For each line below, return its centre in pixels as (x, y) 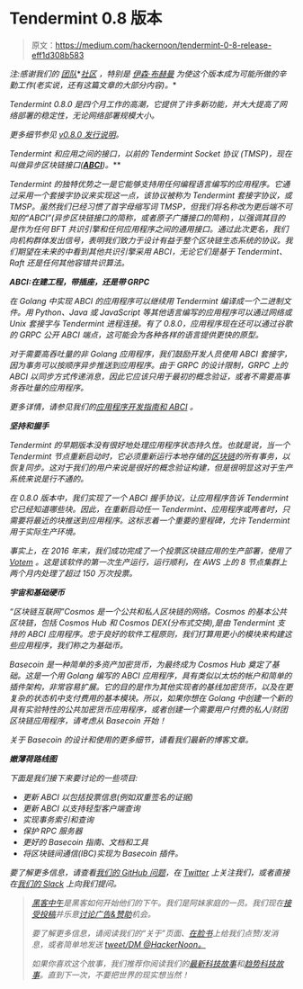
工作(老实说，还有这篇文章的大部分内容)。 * (97, 85)
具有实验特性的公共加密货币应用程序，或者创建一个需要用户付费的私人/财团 (149, 709)
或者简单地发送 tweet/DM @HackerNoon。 (127, 944)
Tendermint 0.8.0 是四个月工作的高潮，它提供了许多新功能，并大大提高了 (144, 103)
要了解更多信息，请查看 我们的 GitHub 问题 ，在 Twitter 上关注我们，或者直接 (150, 872)
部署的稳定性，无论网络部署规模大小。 (88, 115)
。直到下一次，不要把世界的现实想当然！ (114, 975)
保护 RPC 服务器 (52, 831)
